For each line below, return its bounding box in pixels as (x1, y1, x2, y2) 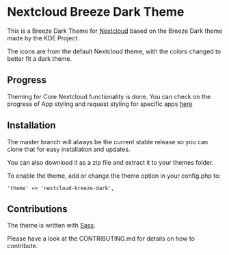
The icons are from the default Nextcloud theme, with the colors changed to (7, 47, 221, 55)
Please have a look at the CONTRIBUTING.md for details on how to (7, 234, 195, 243)
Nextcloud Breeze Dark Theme (7, 4, 185, 20)
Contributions (7, 203, 68, 215)
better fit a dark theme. (7, 54, 72, 62)
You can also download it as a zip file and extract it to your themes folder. (7, 158, 214, 166)
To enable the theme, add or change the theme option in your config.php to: (7, 172, 221, 180)
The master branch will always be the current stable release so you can (7, 137, 208, 146)
